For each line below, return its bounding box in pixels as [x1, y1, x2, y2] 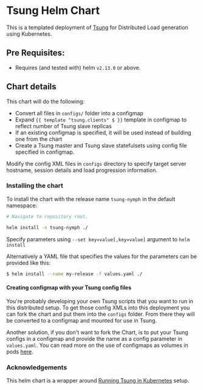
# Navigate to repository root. [6, 213, 88, 219]
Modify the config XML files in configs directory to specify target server [6, 160, 187, 167]
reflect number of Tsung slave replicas [15, 122, 112, 129]
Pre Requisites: [6, 48, 65, 58]
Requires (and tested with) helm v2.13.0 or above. [15, 64, 141, 71]
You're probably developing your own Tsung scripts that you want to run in [6, 297, 193, 304]
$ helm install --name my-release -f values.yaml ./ [6, 271, 143, 277]
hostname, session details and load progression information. [6, 166, 158, 174]
